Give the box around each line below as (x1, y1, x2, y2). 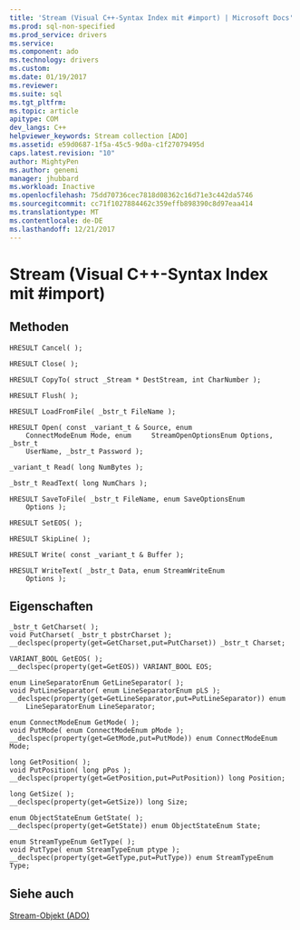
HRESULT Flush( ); (9, 391, 79, 400)
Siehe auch (9, 885, 74, 901)
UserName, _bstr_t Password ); (25, 446, 144, 455)
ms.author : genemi (9, 165, 79, 175)
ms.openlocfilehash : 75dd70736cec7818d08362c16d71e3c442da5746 (9, 191, 254, 200)
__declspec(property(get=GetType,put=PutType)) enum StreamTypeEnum (9, 854, 274, 863)
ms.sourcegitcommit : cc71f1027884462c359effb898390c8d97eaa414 (9, 199, 254, 209)
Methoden (9, 319, 70, 335)
